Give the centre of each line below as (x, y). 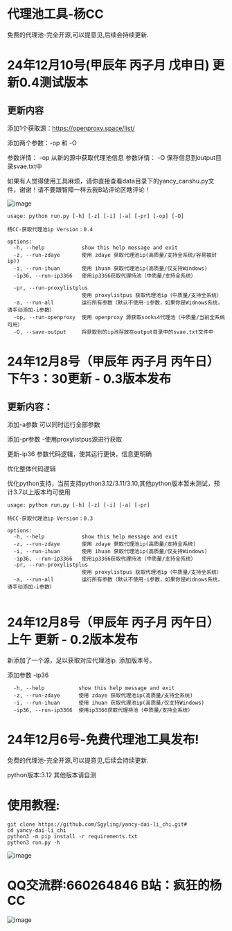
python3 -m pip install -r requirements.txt (72, 836)
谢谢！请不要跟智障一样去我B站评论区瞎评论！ (85, 189)
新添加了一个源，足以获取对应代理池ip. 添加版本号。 (81, 660)
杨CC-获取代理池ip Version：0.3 (50, 518)
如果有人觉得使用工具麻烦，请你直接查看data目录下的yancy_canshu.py (108, 181)
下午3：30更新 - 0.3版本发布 (89, 379)
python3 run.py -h (34, 842)
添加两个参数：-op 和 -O (42, 143)
